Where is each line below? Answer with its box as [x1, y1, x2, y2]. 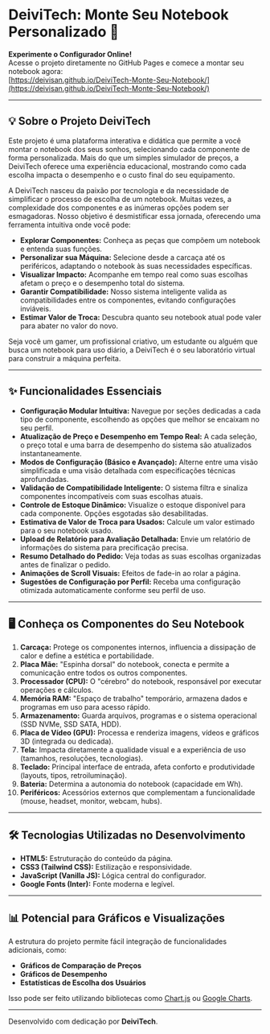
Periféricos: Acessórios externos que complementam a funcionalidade [19, 788, 256, 797]
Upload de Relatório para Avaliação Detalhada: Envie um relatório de [19, 533, 251, 544]
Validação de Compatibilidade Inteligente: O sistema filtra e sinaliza [19, 483, 248, 492]
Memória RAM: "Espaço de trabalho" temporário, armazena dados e [19, 694, 247, 703]
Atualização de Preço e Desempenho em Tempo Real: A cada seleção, [19, 431, 257, 441]
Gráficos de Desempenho [19, 970, 108, 978]
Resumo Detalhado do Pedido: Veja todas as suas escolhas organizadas [19, 551, 261, 561]
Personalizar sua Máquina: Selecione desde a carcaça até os [19, 252, 226, 262]
